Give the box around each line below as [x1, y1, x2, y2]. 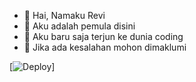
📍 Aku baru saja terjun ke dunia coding [23, 31, 184, 42]
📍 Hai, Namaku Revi [23, 10, 106, 21]
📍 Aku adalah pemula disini [23, 20, 136, 32]
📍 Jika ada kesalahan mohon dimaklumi [23, 41, 187, 53]
